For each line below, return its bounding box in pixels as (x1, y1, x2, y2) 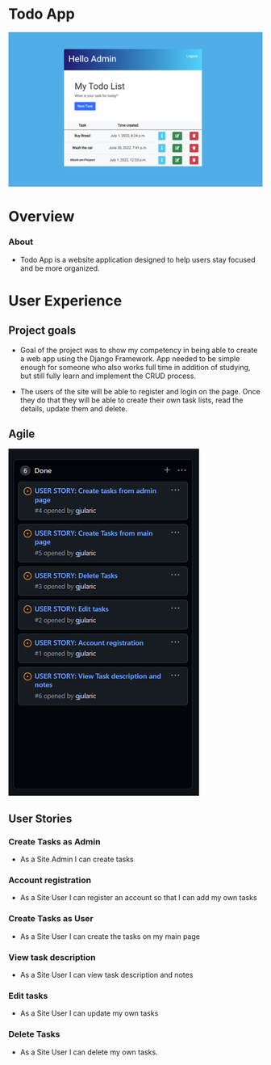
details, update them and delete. (19, 403, 127, 413)
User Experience (8, 292, 123, 309)
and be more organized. (19, 263, 100, 273)
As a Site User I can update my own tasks (19, 1008, 159, 1018)
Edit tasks (8, 990, 48, 1001)
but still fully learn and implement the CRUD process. (19, 371, 196, 381)
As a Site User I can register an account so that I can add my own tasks (19, 893, 257, 903)
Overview (8, 208, 75, 226)
